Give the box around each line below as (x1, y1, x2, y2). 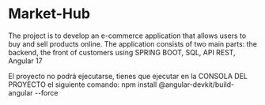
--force (34, 88, 59, 97)
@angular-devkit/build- (158, 80, 235, 89)
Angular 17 (8, 56, 43, 66)
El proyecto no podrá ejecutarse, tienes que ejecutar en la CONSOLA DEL (8, 71, 248, 81)
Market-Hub (8, 5, 91, 23)
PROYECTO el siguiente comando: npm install (8, 80, 157, 89)
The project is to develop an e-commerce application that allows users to (8, 31, 247, 40)
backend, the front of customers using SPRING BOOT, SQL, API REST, (8, 47, 236, 57)
